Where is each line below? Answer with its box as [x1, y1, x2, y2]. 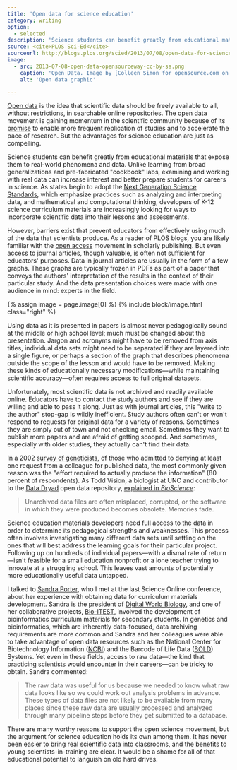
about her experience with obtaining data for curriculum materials [7, 593, 198, 601]
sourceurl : [7, 50, 39, 57]
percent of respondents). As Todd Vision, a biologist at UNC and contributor [7, 476, 228, 485]
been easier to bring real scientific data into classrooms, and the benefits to [7, 740, 227, 749]
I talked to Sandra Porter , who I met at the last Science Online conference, [7, 585, 222, 593]
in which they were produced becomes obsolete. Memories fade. [24, 505, 214, 514]
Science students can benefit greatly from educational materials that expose [7, 153, 230, 161]
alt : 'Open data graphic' [20, 76, 97, 83]
